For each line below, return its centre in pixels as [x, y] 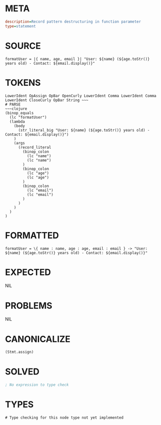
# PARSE [13, 104]
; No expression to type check [37, 385]
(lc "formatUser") [28, 117]
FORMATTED [32, 235]
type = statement [21, 26]
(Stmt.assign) [20, 352]
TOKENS [23, 83]
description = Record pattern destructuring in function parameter [73, 22]
